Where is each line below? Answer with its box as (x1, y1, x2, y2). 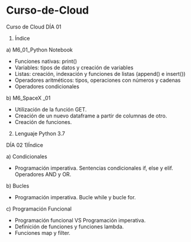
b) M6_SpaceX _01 (6, 94, 51, 101)
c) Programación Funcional (6, 205, 72, 212)
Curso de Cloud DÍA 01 (6, 23, 61, 30)
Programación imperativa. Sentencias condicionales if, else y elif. (14, 164, 173, 171)
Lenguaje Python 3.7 (14, 130, 65, 137)
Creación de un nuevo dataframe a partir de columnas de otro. (14, 112, 167, 119)
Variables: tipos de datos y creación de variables (14, 63, 134, 71)
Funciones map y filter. (14, 229, 71, 236)
